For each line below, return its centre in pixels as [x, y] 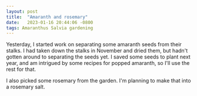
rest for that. [21, 69]
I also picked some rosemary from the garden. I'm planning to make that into [98, 81]
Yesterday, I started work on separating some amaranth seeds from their [94, 44]
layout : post [22, 11]
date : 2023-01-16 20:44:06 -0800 [50, 22]
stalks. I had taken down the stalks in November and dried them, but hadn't [97, 51]
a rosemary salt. [26, 87]
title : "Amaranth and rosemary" [47, 17]
